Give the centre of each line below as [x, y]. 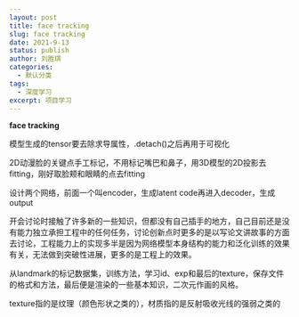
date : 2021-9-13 [39, 42]
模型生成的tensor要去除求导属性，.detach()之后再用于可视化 [119, 144]
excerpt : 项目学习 [41, 100]
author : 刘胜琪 [35, 59]
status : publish [39, 51]
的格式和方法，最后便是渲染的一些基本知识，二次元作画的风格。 [126, 285]
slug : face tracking [48, 34]
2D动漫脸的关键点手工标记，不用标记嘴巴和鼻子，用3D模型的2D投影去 [138, 163]
